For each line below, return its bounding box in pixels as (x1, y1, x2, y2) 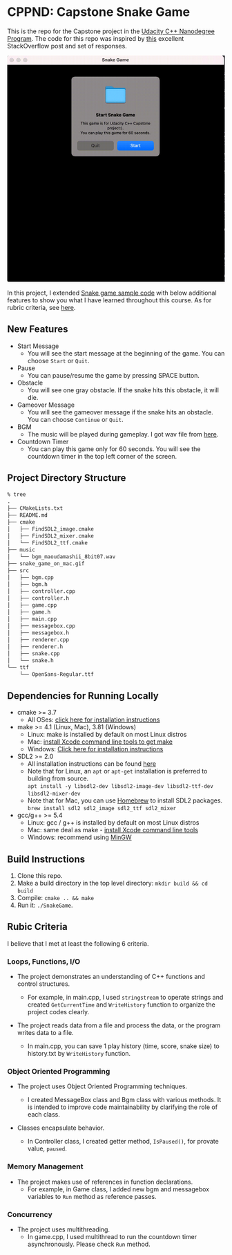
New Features (7, 323, 68, 336)
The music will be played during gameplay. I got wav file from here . (27, 430, 219, 438)
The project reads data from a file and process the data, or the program (17, 1021, 221, 1029)
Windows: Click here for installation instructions (27, 745, 164, 753)
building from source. (27, 774, 89, 782)
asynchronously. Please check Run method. (27, 1240, 151, 1249)
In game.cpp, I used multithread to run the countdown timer (27, 1233, 197, 1241)
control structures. (17, 980, 70, 988)
